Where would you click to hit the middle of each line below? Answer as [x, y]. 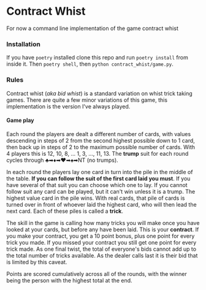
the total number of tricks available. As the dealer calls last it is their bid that [102, 255]
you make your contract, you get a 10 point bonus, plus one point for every [101, 236]
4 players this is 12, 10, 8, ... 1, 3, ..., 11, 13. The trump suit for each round [97, 153]
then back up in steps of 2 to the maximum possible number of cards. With [101, 147]
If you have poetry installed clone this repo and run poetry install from [97, 58]
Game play [21, 120]
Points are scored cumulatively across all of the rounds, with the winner [97, 273]
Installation [24, 44]
